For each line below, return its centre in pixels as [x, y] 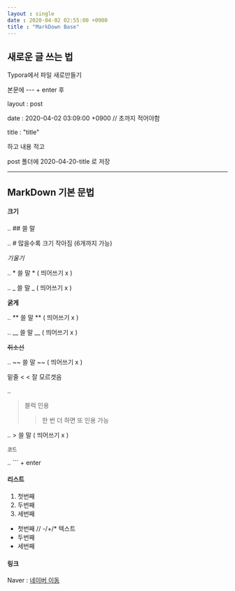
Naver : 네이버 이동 [34, 581]
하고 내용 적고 [26, 147]
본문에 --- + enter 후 [36, 90]
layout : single [31, 14]
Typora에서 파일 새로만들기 [44, 75]
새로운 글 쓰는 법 [40, 57]
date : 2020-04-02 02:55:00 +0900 [58, 20]
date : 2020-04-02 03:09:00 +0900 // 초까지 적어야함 [84, 118]
